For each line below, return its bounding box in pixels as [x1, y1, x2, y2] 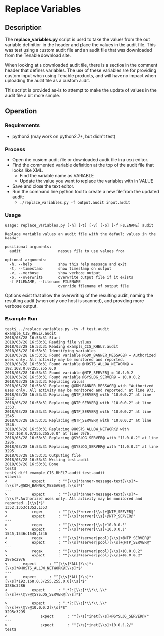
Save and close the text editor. [12, 183, 75, 189]
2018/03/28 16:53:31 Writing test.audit [5, 457, 90, 462]
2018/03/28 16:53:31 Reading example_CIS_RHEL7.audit [5, 344, 119, 349]
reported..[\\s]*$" [5, 500, 45, 505]
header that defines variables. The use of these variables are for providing [5, 67, 157, 73]
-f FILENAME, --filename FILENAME [9, 279, 81, 284]
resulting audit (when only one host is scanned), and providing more [5, 298, 144, 304]
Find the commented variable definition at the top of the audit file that [12, 162, 154, 168]
